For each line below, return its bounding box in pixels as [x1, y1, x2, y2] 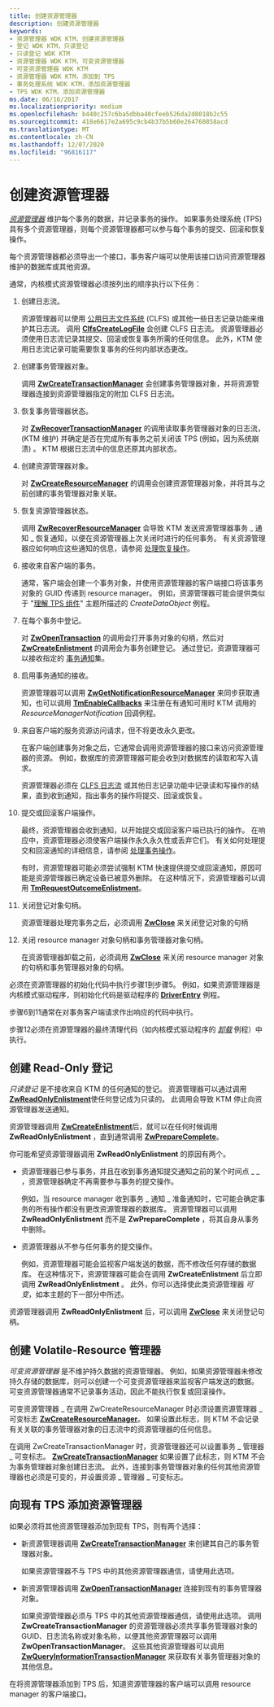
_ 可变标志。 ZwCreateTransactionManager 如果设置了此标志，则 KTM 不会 [9, 1452, 266, 1461]
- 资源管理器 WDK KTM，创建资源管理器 [9, 34, 125, 43]
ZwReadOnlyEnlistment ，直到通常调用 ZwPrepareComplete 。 [9, 1132, 224, 1142]
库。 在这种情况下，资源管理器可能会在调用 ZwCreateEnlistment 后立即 [20, 1269, 263, 1279]
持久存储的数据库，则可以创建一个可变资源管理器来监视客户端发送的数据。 [9, 1376, 259, 1386]
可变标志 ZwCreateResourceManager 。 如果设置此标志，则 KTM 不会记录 [9, 1413, 259, 1424]
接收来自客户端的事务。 [20, 561, 100, 570]
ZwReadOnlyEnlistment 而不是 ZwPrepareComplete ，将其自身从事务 [20, 1214, 259, 1225]
